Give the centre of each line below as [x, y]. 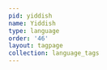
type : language [34, 31]
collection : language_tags [54, 53]
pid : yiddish [30, 16]
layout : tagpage [36, 46]
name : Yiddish [32, 23]
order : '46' [28, 38]
